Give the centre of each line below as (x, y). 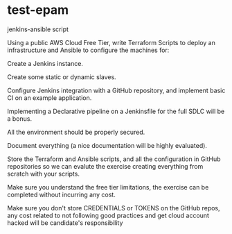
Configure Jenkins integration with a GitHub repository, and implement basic (116, 90)
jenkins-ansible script (38, 29)
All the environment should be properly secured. (76, 132)
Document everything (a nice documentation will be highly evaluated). (107, 145)
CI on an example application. (50, 98)
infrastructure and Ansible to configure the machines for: (88, 50)
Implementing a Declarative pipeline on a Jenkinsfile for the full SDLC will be (116, 111)
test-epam (38, 10)
